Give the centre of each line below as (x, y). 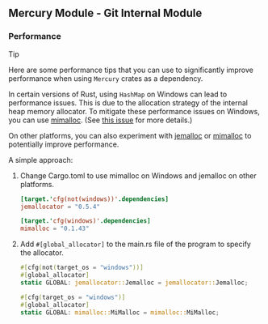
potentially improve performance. (64, 144)
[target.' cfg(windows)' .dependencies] (85, 221)
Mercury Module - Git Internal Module (105, 13)
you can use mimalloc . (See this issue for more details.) (100, 120)
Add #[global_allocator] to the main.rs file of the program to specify (136, 244)
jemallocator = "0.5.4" (60, 207)
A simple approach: (41, 160)
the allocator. (42, 253)
